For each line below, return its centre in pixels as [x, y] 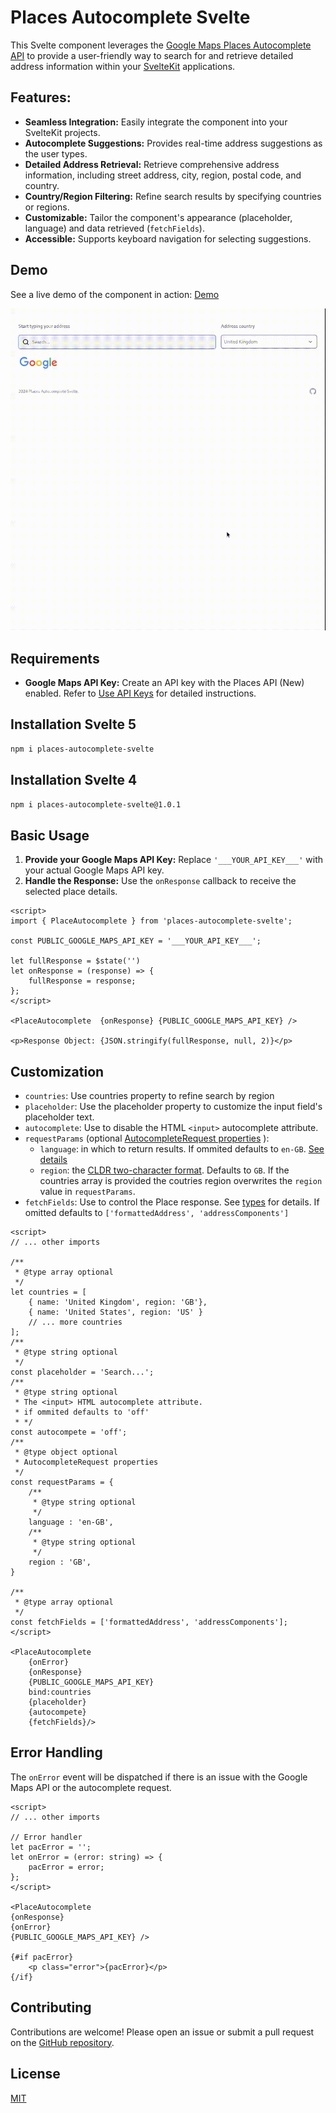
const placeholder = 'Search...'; [82, 1372]
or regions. [47, 207]
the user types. [56, 153]
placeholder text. [59, 1117]
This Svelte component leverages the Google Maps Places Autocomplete [161, 45]
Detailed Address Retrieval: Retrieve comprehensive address [152, 164]
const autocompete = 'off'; [69, 1432]
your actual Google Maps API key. [94, 870]
